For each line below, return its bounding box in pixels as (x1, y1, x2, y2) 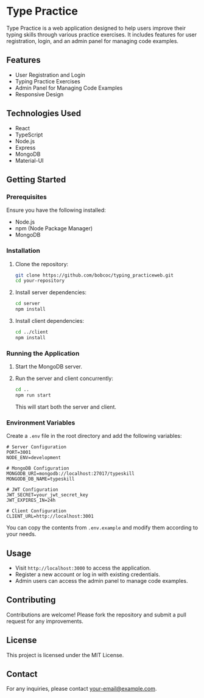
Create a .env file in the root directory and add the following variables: (6, 432, 182, 440)
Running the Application (6, 349, 80, 358)
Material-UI (15, 157, 44, 164)
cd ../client (15, 329, 49, 336)
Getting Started (6, 174, 66, 185)
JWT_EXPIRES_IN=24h (6, 498, 56, 504)
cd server (15, 300, 41, 307)
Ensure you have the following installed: (6, 206, 107, 214)
